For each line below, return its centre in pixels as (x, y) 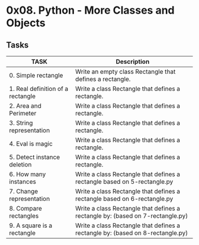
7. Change (24, 191)
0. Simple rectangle (36, 75)
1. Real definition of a (39, 89)
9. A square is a (31, 225)
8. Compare (26, 208)
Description (133, 62)
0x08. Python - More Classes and (90, 10)
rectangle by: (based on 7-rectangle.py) (131, 216)
